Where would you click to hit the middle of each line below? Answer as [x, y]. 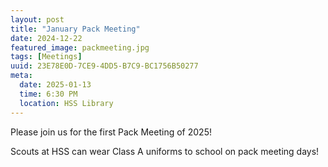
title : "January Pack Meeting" [75, 29]
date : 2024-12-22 [46, 38]
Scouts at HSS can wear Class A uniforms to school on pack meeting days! [165, 151]
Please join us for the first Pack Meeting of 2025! [111, 132]
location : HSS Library [66, 103]
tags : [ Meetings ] [46, 57]
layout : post [37, 19]
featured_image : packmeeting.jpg [80, 47]
